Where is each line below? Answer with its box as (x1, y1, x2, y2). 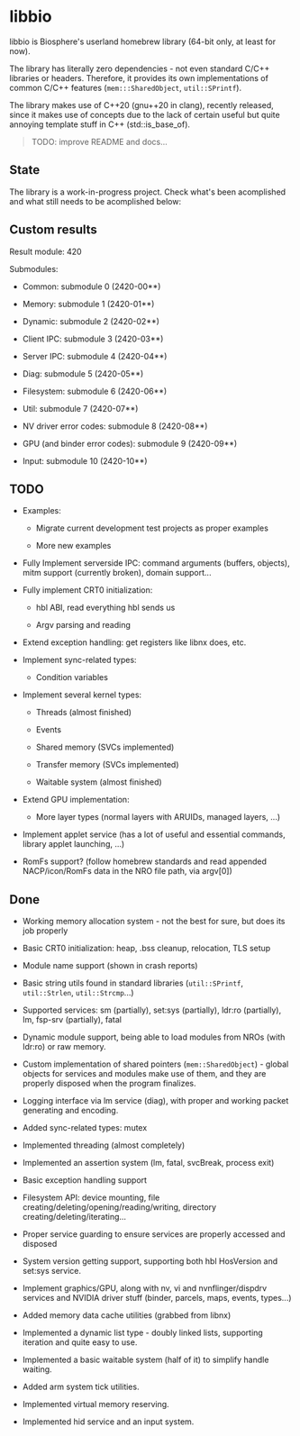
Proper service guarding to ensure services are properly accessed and (22, 1229, 286, 1240)
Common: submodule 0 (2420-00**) (22, 281, 161, 292)
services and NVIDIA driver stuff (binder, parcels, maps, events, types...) (22, 1293, 292, 1304)
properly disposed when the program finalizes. (22, 1078, 196, 1089)
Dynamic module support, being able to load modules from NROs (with (22, 1032, 286, 1042)
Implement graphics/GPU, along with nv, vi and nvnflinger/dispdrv (22, 1283, 268, 1294)
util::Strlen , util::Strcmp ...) (22, 987, 134, 998)
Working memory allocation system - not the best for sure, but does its (22, 916, 286, 927)
